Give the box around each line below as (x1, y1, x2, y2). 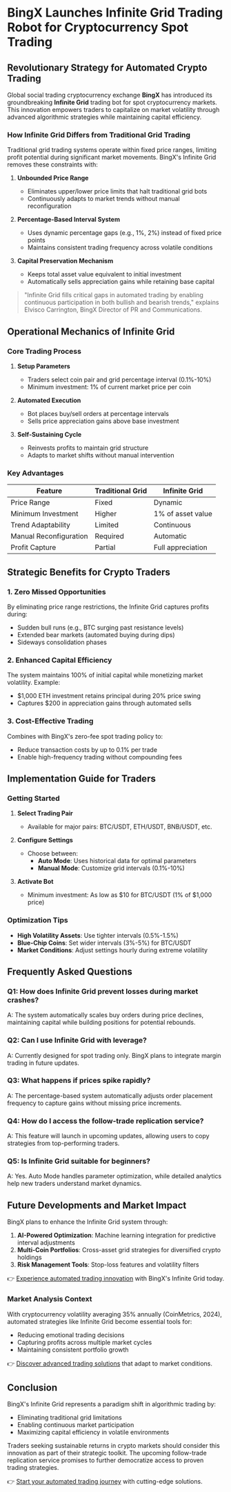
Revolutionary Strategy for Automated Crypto (7, 62, 208, 73)
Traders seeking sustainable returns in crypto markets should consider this (7, 1442, 221, 1450)
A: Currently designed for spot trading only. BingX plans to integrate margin (7, 1051, 222, 1059)
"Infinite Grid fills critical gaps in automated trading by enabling (23, 291, 203, 299)
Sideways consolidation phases (17, 638, 107, 646)
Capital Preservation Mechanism (17, 257, 114, 265)
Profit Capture (10, 542, 57, 552)
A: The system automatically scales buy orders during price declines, (7, 1011, 204, 1019)
